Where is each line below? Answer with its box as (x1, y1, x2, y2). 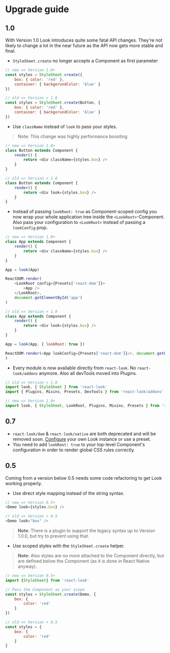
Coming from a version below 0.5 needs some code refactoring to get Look (5, 475, 162, 481)
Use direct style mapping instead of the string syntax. (12, 490, 125, 496)
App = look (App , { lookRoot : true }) (5, 341, 85, 347)
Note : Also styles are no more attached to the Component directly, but (17, 553, 164, 558)
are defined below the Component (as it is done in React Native (17, 558, 150, 564)
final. (5, 48, 16, 54)
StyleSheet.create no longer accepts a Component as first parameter (12, 58, 158, 64)
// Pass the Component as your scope (5, 587, 85, 592)
